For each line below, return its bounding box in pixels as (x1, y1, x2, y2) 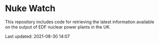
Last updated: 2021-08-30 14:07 (5, 33, 70, 39)
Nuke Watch (5, 3, 56, 14)
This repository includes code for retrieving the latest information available (5, 19, 155, 25)
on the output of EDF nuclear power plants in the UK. (5, 24, 111, 29)
